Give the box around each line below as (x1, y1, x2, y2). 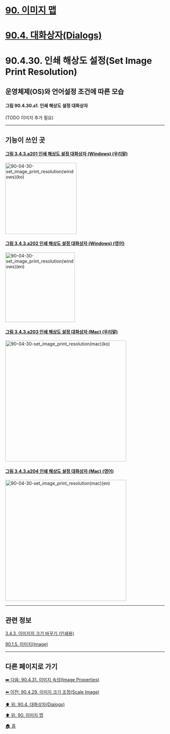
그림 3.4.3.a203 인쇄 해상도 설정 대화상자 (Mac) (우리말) (5, 328, 118, 335)
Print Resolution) (5, 66, 77, 78)
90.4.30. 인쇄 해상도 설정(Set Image (5, 55, 152, 66)
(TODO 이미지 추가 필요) (5, 115, 54, 121)
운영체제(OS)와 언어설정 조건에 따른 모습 (5, 87, 124, 96)
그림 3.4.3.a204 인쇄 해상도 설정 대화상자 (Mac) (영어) (5, 468, 114, 474)
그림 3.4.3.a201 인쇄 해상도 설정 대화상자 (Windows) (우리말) (5, 151, 128, 157)
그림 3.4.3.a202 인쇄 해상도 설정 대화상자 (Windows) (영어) (5, 240, 125, 246)
